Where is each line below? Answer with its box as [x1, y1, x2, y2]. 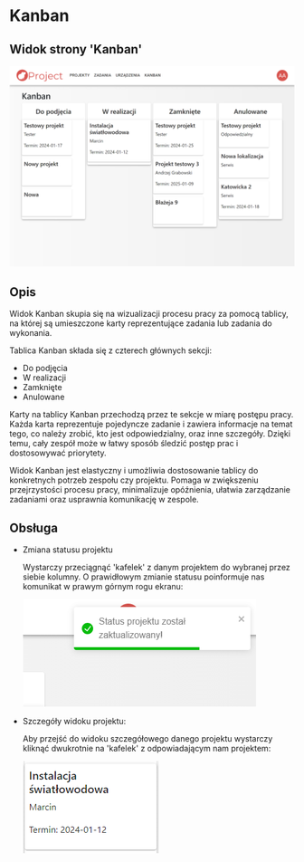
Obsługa [9, 520, 59, 535]
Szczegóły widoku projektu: [22, 716, 127, 726]
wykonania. [9, 328, 52, 339]
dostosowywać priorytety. [9, 447, 107, 458]
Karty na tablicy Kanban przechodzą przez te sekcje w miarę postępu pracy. [9, 409, 294, 420]
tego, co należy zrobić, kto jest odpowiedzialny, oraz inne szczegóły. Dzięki [9, 428, 291, 439]
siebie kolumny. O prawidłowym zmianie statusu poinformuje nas [22, 571, 265, 582]
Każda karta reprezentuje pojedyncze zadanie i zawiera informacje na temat [9, 418, 293, 430]
